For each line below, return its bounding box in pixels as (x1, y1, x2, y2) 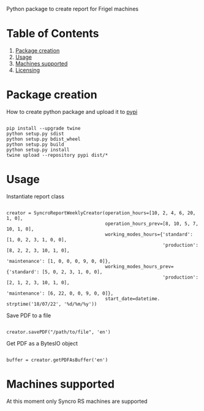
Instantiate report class (6, 192, 64, 200)
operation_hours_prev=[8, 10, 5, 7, (105, 221, 199, 227)
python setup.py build (6, 141, 64, 148)
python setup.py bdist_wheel (6, 136, 81, 142)
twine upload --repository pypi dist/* (6, 152, 108, 158)
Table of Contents (6, 27, 99, 40)
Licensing (15, 66, 40, 74)
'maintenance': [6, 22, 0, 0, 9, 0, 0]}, (6, 290, 114, 296)
